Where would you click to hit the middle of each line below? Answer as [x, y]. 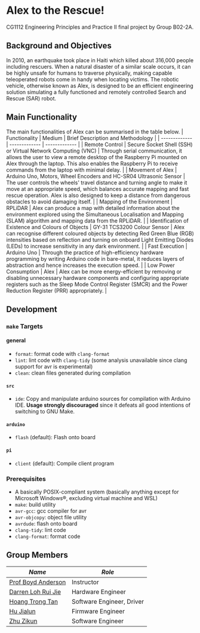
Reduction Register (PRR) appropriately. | [57, 290]
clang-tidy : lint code [41, 529]
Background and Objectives [59, 46]
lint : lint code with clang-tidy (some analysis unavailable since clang [101, 360]
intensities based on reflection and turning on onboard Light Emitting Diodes [100, 239]
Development [32, 309]
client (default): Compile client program [64, 463]
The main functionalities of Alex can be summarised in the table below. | [95, 132]
